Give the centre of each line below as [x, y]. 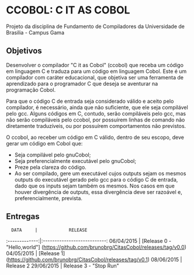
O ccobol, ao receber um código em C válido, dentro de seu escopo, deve [95, 137]
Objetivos [24, 51]
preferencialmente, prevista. [49, 198]
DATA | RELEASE [49, 230]
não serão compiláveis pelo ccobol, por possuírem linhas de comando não [96, 120]
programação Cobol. [31, 90]
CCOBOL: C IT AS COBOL [68, 10]
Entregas [23, 217]
